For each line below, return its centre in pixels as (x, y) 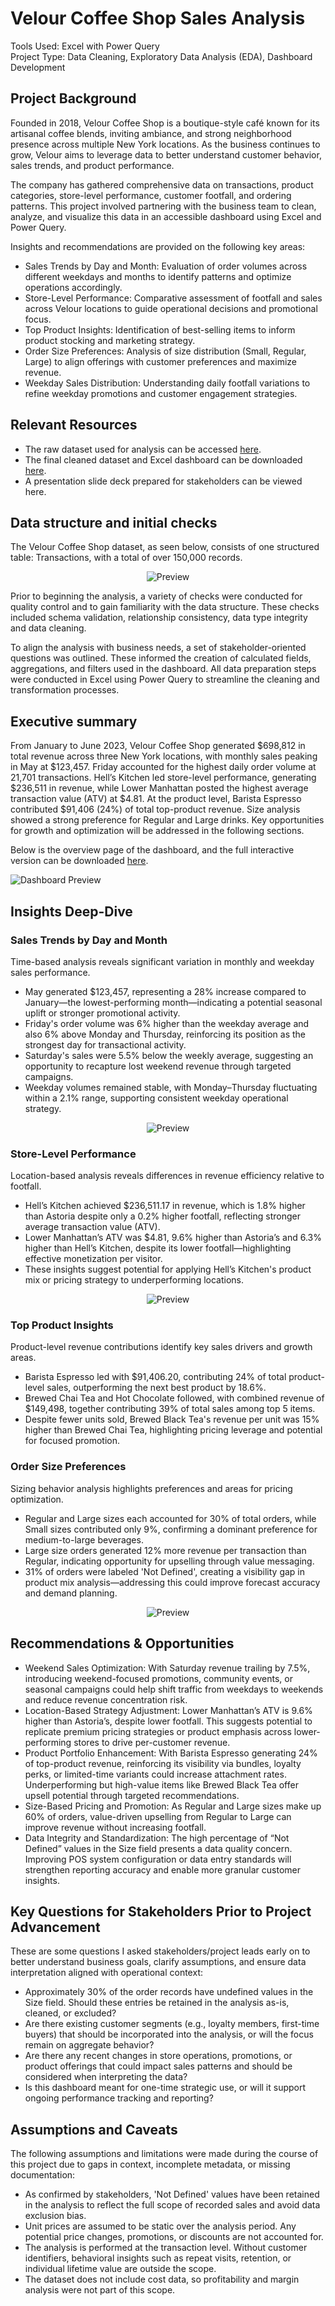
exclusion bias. (55, 2216)
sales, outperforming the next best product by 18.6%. (156, 1388)
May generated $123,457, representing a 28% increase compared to (165, 991)
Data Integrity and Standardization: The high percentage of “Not (157, 1838)
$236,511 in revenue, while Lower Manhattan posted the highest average (159, 788)
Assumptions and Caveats (94, 2129)
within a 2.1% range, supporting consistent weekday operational (156, 1098)
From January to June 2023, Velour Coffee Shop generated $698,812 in (158, 746)
